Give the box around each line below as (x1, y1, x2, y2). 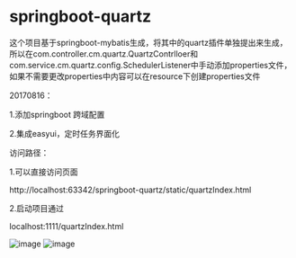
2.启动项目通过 (9, 202, 65, 213)
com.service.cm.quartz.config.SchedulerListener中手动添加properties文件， (9, 59, 292, 70)
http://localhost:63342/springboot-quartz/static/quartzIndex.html (9, 184, 252, 195)
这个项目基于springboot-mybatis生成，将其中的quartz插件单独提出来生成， (9, 37, 288, 48)
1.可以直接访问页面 (9, 166, 78, 177)
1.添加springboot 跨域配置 (9, 109, 105, 120)
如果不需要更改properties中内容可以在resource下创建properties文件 (9, 70, 261, 82)
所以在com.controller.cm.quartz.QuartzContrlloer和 (9, 48, 199, 59)
